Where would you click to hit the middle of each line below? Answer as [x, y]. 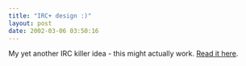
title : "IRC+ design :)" [50, 16]
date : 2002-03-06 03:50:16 [54, 31]
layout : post [30, 23]
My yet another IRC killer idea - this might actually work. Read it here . [123, 54]
